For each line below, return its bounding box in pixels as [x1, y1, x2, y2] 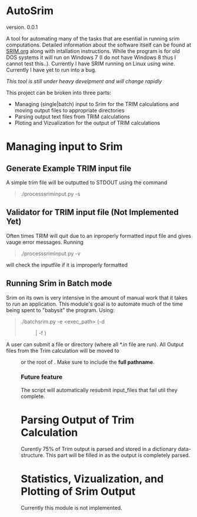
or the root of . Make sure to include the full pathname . [21, 358, 155, 366]
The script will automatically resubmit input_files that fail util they [21, 386, 178, 393]
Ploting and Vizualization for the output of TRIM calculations [14, 119, 161, 126]
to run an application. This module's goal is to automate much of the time [6, 300, 183, 307]
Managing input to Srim [6, 140, 123, 154]
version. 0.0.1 [6, 24, 38, 31]
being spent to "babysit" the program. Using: [6, 306, 115, 313]
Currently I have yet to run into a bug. [6, 66, 97, 73]
